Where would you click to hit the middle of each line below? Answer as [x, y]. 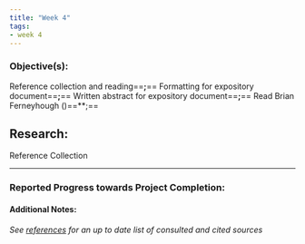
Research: [39, 134]
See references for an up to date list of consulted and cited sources [136, 229]
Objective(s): [39, 66]
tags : [20, 26]
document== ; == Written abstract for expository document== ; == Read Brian [152, 95]
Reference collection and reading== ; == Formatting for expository [132, 86]
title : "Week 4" [40, 18]
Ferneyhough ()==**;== [54, 105]
